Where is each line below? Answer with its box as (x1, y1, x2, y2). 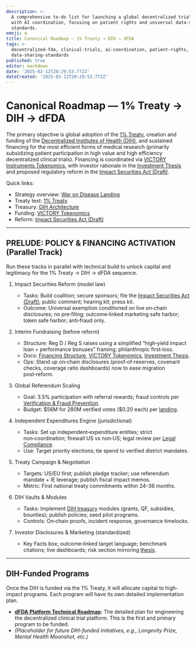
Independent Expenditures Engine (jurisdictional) (14, 417, 132, 424)
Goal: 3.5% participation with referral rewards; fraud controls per (23, 393, 180, 400)
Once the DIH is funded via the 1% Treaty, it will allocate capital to (6, 584, 164, 592)
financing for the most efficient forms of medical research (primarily (6, 143, 169, 151)
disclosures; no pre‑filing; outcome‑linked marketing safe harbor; (23, 310, 180, 317)
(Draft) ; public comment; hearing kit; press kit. (23, 298, 134, 305)
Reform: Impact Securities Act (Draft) (14, 216, 104, 223)
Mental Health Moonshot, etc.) (14, 633, 89, 640)
